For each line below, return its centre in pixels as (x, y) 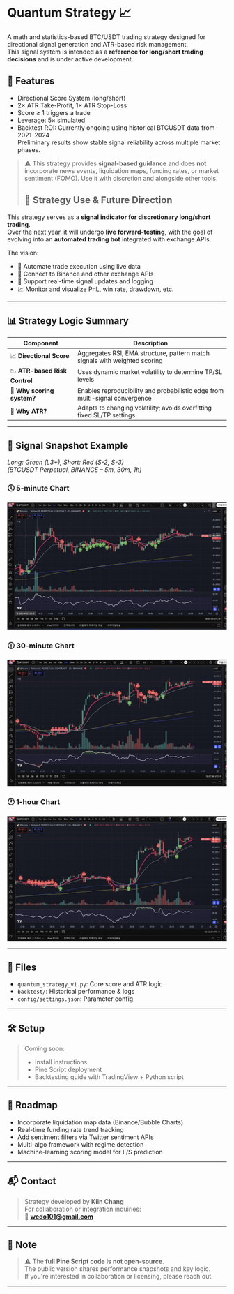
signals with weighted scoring (120, 361)
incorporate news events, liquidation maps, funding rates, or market (122, 170)
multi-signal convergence (115, 398)
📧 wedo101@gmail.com (59, 1216)
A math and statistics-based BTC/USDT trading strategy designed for (107, 37)
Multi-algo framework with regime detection (80, 1144)
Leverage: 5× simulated (51, 120)
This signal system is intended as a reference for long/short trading (106, 52)
